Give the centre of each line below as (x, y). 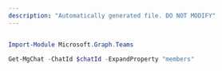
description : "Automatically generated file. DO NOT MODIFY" (112, 16)
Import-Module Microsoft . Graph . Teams (71, 45)
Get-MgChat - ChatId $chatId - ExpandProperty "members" (101, 59)
